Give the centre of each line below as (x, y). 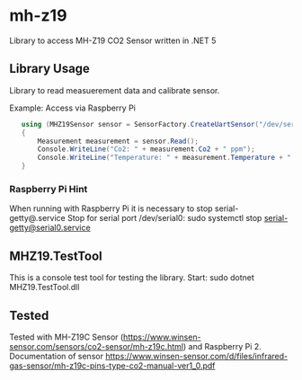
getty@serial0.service (50, 228)
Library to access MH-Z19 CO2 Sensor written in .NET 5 (113, 40)
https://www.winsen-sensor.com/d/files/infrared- (196, 356)
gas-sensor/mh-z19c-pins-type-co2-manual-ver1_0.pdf (112, 366)
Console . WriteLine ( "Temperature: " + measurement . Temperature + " (164, 158)
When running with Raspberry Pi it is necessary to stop (111, 208)
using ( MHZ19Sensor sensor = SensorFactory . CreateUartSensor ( (140, 124)
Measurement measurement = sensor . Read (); (118, 141)
